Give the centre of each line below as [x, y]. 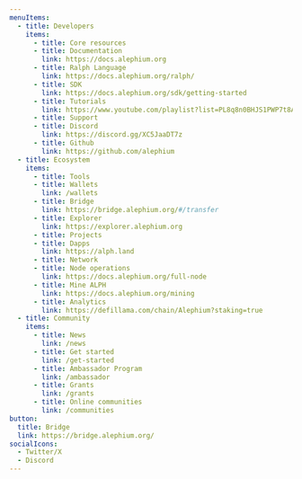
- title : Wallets [66, 185]
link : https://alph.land [88, 252]
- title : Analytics [69, 302]
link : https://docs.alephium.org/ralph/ [118, 76]
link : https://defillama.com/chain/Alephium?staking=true [152, 310]
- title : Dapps [62, 244]
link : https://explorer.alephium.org [112, 226]
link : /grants [68, 394]
